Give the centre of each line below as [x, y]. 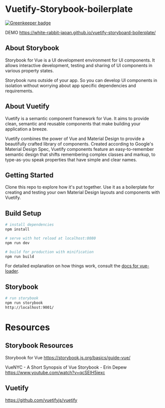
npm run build [20, 257]
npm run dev [17, 243]
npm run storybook [24, 303]
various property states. [30, 70]
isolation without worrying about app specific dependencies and [71, 85]
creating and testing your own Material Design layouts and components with [83, 193]
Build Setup [23, 213]
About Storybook [32, 48]
